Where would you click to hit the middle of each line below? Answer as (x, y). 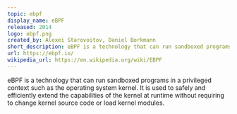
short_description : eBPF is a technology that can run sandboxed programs (120, 47)
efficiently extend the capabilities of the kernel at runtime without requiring (116, 95)
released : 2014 (30, 27)
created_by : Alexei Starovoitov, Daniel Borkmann (82, 40)
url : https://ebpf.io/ (41, 54)
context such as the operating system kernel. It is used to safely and (107, 87)
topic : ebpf (25, 14)
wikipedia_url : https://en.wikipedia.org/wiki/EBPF (85, 60)
